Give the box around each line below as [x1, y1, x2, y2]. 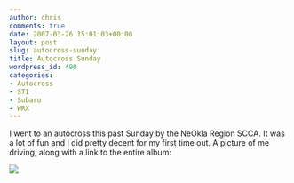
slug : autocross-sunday [9, 46, 98, 55]
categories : [9, 71, 53, 80]
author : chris [9, 12, 62, 22]
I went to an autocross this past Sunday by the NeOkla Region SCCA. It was [9, 128, 286, 139]
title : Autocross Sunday [9, 54, 101, 63]
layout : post [9, 37, 58, 47]
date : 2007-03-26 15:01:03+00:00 [9, 29, 133, 38]
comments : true [9, 21, 66, 30]
